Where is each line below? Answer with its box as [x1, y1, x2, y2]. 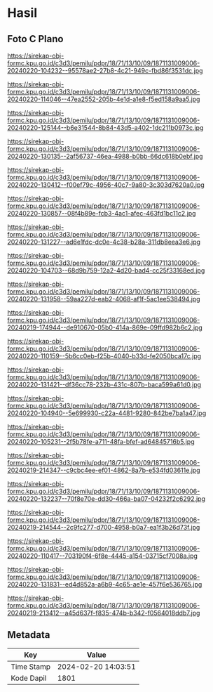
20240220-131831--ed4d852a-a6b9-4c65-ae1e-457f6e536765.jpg [7, 580, 202, 588]
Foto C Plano [7, 33, 64, 45]
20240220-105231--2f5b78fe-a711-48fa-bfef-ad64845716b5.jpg [7, 438, 195, 445]
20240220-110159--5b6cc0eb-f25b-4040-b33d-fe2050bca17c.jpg [7, 352, 202, 360]
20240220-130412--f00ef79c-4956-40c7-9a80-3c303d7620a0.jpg [7, 181, 205, 189]
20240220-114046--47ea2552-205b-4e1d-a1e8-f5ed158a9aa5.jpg [7, 95, 200, 103]
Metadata [7, 629, 50, 641]
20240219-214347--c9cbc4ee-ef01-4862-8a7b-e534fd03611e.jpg [7, 466, 201, 474]
